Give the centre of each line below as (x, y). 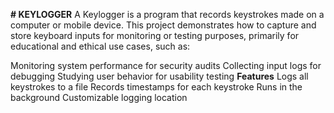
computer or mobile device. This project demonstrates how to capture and (163, 25)
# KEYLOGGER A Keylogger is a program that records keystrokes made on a (167, 14)
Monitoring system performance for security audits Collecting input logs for (166, 65)
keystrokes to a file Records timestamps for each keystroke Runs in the (156, 87)
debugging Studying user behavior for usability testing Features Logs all (159, 76)
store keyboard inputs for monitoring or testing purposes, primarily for (155, 35)
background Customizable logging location (99, 97)
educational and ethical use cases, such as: (100, 46)
